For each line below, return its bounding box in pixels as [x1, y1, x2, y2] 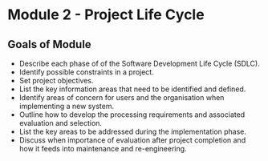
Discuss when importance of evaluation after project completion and [18, 135, 246, 145]
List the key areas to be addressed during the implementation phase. [18, 127, 246, 136]
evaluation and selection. [18, 119, 102, 127]
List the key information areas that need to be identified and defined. [18, 84, 246, 94]
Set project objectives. [18, 76, 94, 85]
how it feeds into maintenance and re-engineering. [18, 144, 187, 153]
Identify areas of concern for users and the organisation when [18, 93, 225, 102]
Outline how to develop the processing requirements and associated [18, 110, 246, 119]
